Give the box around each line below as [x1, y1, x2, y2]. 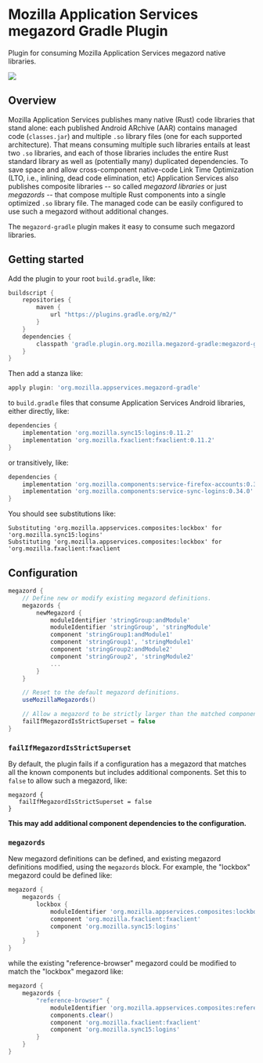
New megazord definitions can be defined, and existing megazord [8, 854, 222, 864]
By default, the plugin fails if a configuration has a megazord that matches [8, 759, 247, 769]
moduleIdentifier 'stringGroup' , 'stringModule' [49, 623, 212, 631]
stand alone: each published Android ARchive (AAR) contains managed [8, 123, 237, 133]
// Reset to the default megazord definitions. [22, 689, 180, 696]
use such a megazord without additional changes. [8, 206, 169, 216]
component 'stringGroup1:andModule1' [49, 630, 174, 639]
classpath [36, 340, 68, 348]
